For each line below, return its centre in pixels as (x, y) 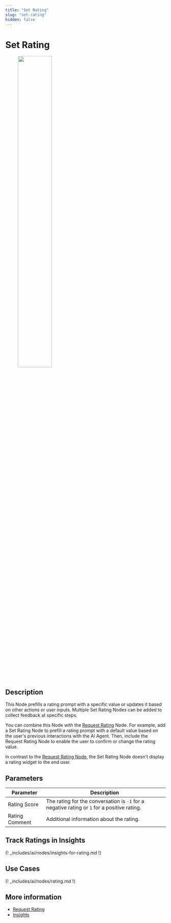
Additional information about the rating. (93, 819)
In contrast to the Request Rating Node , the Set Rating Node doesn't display (85, 757)
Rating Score (23, 804)
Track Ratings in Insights (45, 841)
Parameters (24, 778)
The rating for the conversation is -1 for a (95, 801)
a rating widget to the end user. (38, 762)
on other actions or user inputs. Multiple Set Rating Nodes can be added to (84, 710)
